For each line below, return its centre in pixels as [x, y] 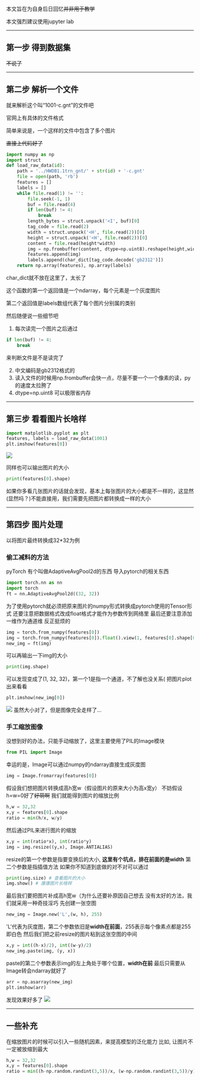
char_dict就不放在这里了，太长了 [46, 278]
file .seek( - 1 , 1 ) [49, 199]
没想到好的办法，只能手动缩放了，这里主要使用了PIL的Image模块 [85, 741]
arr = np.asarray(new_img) [40, 982]
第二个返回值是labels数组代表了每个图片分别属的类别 [71, 303]
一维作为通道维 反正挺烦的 [38, 621]
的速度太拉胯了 [33, 385]
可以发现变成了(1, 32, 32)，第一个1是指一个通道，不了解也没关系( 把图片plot [99, 679]
